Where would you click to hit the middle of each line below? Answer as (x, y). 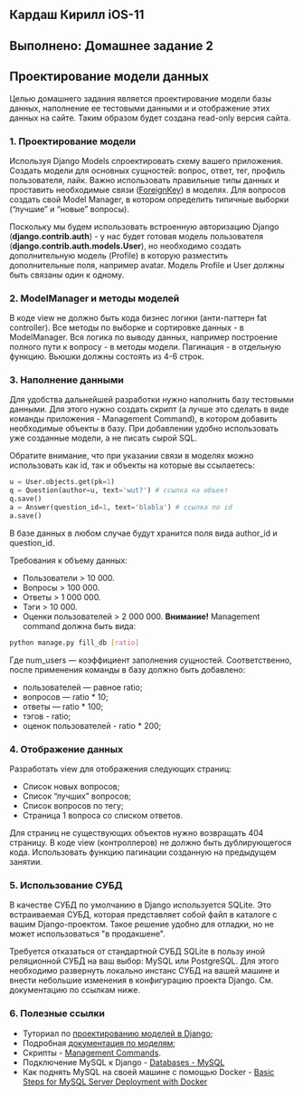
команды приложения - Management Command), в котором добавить (143, 419)
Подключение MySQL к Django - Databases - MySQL (123, 1062)
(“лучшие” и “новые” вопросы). (69, 209)
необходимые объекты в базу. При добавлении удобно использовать (144, 429)
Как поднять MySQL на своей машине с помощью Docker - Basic (148, 1072)
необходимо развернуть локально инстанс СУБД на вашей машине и (145, 971)
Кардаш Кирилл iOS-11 (77, 15)
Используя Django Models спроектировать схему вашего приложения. (146, 160)
